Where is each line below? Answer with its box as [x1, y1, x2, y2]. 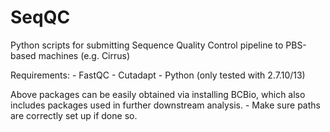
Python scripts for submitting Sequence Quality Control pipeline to [10, 39, 284, 51]
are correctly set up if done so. [10, 109, 138, 121]
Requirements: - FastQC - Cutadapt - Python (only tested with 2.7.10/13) [10, 69, 306, 81]
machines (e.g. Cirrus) [38, 49, 131, 61]
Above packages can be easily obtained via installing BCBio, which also [10, 88, 306, 100]
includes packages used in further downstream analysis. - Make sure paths [10, 99, 321, 111]
